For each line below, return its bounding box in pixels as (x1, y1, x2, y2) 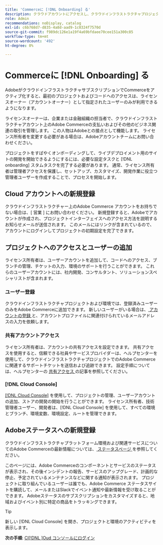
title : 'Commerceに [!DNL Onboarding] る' (5, 7, 91, 12)
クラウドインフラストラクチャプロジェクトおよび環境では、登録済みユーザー (5, 300, 158, 306)
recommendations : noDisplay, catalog (5, 20, 81, 26)
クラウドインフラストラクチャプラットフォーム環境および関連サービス (5, 440, 145, 446)
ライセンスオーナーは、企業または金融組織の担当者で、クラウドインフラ (5, 115, 149, 121)
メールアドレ (129, 313, 155, 318)
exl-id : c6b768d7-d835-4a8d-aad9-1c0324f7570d (5, 25, 101, 30)
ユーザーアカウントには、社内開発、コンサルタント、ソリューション (13, 269, 149, 275)
